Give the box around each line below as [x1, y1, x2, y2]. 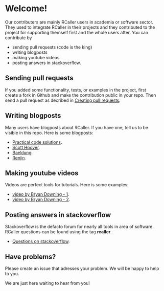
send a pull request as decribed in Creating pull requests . [5, 97, 121, 103]
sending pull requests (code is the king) [12, 44, 93, 50]
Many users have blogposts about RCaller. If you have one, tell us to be [5, 124, 148, 130]
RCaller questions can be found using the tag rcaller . [5, 229, 112, 235]
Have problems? [5, 252, 56, 261]
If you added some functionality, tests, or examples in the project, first [5, 87, 146, 93]
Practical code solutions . [12, 139, 62, 145]
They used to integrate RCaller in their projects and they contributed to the [5, 24, 155, 30]
